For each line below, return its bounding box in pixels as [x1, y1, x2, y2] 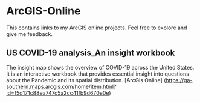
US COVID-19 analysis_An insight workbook [6, 48, 175, 58]
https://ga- [166, 76, 193, 83]
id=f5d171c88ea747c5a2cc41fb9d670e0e [6, 89, 109, 97]
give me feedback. [6, 30, 53, 37]
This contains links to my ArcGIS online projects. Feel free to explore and [6, 24, 187, 31]
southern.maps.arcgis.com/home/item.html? [6, 83, 117, 90]
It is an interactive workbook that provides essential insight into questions [6, 70, 189, 77]
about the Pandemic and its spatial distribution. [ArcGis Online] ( [6, 76, 166, 83]
